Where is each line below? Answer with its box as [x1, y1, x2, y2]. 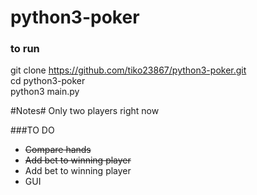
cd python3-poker [10, 75, 86, 87]
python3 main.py [10, 86, 80, 98]
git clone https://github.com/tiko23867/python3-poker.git [10, 64, 247, 76]
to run [10, 42, 40, 56]
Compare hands [24, 144, 92, 156]
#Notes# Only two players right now [10, 105, 160, 117]
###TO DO [10, 124, 55, 136]
